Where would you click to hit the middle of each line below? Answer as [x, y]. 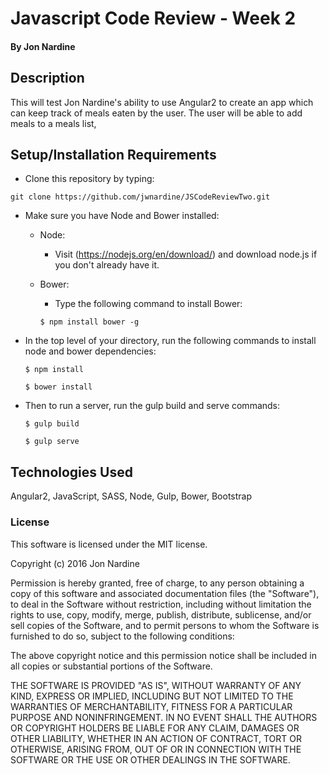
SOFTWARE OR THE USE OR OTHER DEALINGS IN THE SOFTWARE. [150, 759]
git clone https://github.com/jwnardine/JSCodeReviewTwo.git [140, 197]
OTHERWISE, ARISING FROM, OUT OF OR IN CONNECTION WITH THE [156, 749]
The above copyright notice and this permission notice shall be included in [163, 655]
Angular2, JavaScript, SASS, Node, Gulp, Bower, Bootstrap [131, 496]
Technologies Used [71, 472]
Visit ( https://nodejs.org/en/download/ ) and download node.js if [186, 254]
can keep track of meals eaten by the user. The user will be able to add [156, 113]
